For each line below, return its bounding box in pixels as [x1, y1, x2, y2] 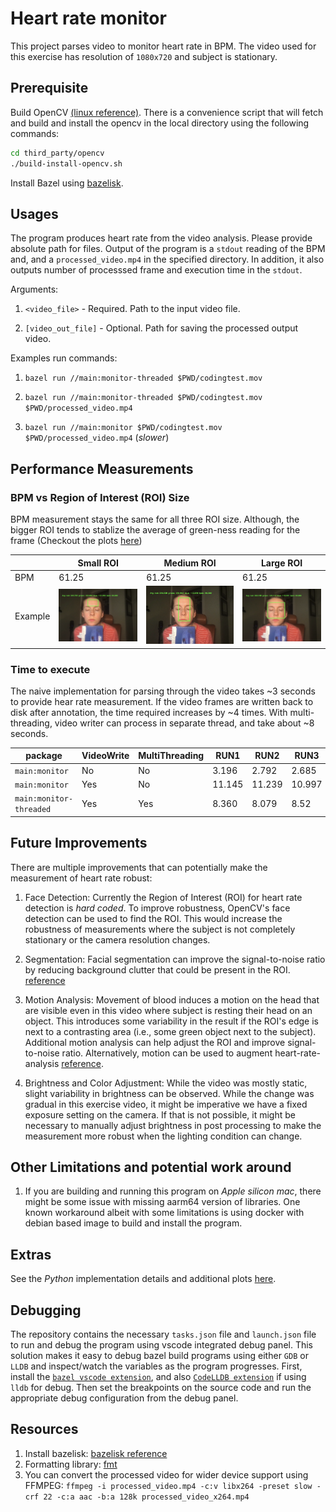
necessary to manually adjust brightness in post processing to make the [24, 1119, 322, 1131]
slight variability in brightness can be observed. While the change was [24, 1087, 315, 1099]
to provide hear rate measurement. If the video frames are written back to [10, 695, 314, 707]
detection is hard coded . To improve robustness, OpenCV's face [24, 902, 291, 914]
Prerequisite [10, 80, 89, 97]
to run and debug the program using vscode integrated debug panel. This [10, 1338, 314, 1351]
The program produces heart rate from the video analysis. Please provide [10, 232, 313, 244]
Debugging [10, 1302, 82, 1319]
